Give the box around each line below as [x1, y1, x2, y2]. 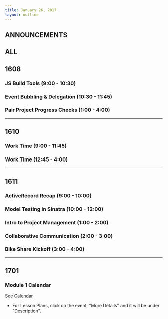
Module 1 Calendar [5, 282, 51, 289]
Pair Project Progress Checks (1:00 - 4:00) [5, 106, 110, 113]
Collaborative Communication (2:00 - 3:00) [5, 232, 113, 239]
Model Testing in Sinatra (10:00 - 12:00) [5, 205, 104, 212]
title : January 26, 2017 [5, 7, 57, 13]
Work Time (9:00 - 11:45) [5, 142, 67, 149]
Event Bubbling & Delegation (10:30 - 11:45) [5, 93, 112, 100]
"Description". [12, 308, 41, 314]
